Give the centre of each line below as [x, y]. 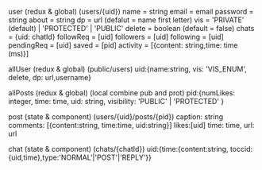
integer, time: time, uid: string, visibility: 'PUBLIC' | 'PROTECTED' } [116, 101]
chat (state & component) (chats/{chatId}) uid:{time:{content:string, [118, 149]
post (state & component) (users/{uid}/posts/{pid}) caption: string [116, 117]
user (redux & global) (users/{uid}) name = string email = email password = [131, 12]
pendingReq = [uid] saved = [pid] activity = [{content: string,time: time [123, 45]
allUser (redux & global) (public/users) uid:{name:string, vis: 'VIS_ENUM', [128, 69]
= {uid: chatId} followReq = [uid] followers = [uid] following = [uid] [116, 37]
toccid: [241, 149]
